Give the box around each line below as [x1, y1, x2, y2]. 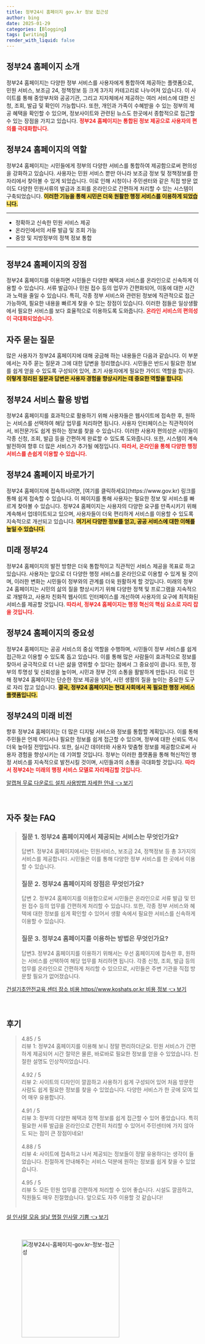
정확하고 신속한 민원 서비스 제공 [15, 218, 90, 226]
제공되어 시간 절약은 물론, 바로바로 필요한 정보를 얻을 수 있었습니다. [32, 1050, 192, 1058]
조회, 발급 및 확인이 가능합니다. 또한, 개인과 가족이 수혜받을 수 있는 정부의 [14, 102, 188, 109]
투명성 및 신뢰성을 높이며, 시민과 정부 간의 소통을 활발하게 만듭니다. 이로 [17, 668, 189, 676]
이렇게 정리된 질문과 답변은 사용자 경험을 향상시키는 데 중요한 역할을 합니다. [6, 375, 183, 382]
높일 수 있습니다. [6, 525, 46, 533]
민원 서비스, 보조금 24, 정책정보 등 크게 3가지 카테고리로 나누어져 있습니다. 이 [6, 86, 190, 94]
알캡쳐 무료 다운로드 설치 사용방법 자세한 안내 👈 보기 [6, 779, 133, 786]
